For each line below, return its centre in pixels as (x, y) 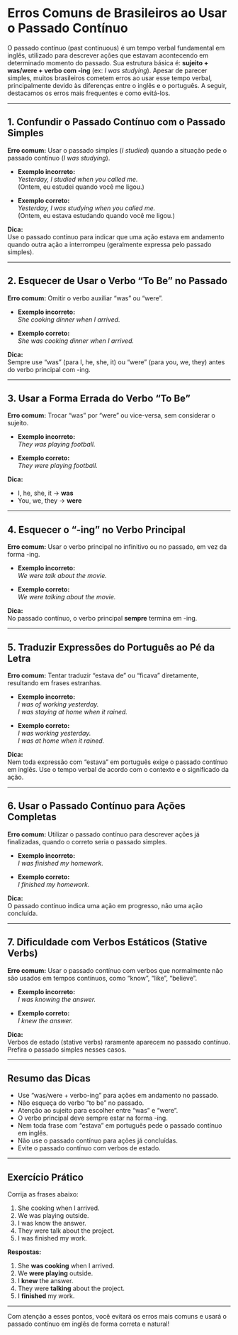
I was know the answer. (52, 1224)
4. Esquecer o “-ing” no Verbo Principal (96, 529)
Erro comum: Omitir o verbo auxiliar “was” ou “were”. (85, 298)
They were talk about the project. (66, 1231)
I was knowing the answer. (57, 999)
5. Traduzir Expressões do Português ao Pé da (111, 647)
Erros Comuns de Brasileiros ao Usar (117, 13)
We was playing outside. (53, 1216)
